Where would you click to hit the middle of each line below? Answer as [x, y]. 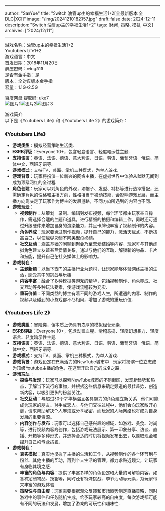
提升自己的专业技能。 [41, 442]
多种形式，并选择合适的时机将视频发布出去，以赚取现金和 [99, 435]
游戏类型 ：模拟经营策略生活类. [43, 145]
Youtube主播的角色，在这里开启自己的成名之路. [73, 368]
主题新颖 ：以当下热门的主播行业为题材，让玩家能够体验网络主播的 [86, 269]
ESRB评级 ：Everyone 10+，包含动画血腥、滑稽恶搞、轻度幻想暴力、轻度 [85, 331]
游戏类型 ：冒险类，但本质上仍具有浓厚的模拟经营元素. [67, 324]
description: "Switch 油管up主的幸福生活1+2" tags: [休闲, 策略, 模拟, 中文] [79, 25]
